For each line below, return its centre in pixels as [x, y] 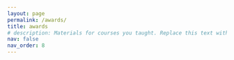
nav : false [23, 39]
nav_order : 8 [26, 46]
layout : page [26, 13]
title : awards [28, 26]
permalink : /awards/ [37, 20]
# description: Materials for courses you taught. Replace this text [110, 33]
